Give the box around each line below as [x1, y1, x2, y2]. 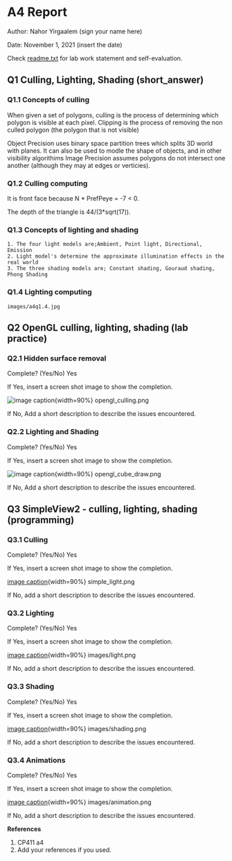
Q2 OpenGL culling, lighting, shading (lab [7, 321, 188, 333]
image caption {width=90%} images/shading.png [7, 724, 147, 733]
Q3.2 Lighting [7, 608, 54, 618]
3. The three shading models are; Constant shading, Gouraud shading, [7, 265, 215, 272]
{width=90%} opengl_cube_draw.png [54, 469, 161, 478]
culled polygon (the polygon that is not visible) [7, 126, 140, 134]
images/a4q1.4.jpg [7, 303, 60, 310]
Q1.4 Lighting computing [7, 287, 92, 297]
